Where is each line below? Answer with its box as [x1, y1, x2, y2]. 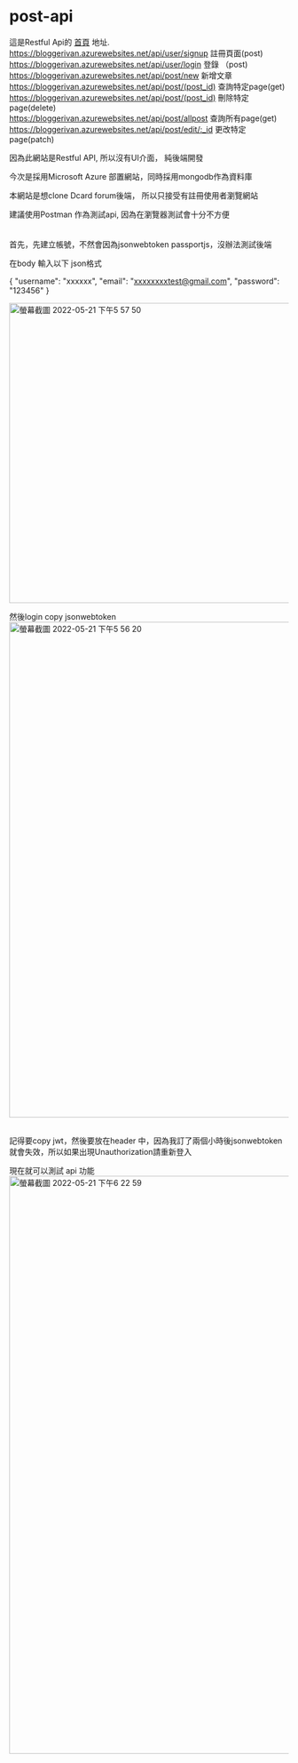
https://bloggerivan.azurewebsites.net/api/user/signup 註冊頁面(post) [9, 47, 263, 59]
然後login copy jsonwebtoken [9, 611, 117, 621]
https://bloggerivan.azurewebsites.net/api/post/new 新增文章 [9, 69, 233, 81]
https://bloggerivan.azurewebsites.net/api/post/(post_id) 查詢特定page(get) [9, 81, 286, 92]
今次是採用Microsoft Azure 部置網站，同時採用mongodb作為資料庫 [9, 171, 253, 181]
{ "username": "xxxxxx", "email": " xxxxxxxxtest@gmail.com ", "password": [9, 276, 280, 286]
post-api [9, 6, 74, 27]
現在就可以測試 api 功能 [9, 1165, 95, 1175]
